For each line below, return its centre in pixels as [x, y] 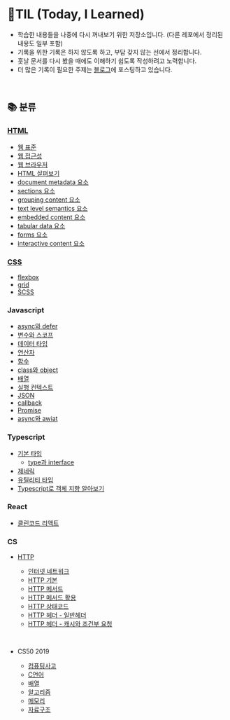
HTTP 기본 [43, 580]
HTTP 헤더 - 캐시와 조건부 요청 [70, 624]
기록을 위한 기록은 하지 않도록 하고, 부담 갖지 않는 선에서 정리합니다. [109, 52]
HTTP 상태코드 [48, 607]
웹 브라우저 [33, 165]
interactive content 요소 [51, 243]
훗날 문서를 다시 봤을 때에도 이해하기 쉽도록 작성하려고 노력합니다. [107, 61]
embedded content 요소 [51, 217]
